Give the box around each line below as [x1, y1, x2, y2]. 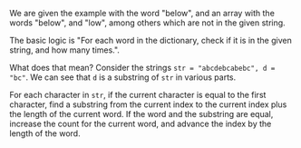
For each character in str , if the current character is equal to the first [9, 90, 267, 100]
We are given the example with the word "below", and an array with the [9, 8, 275, 18]
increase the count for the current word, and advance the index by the [9, 118, 272, 129]
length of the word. [9, 128, 81, 139]
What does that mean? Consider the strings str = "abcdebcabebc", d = [9, 63, 276, 73]
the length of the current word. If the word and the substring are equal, [9, 109, 274, 119]
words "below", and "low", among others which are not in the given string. [9, 17, 286, 28]
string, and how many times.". [9, 44, 121, 55]
